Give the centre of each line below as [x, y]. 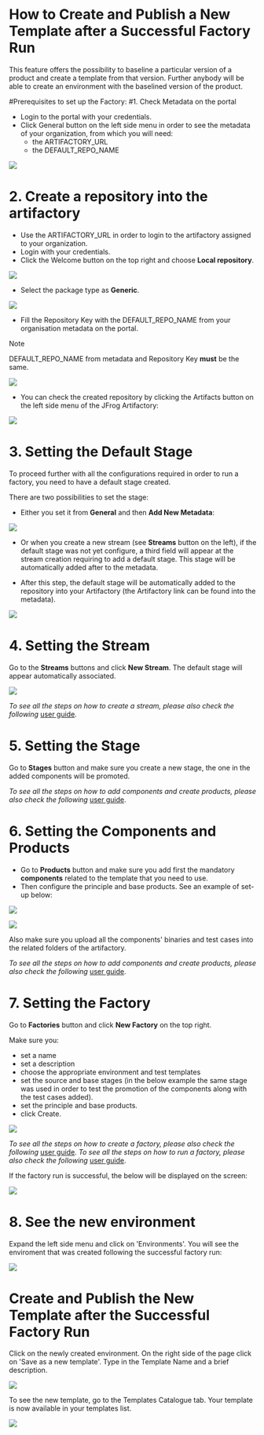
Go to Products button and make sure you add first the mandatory [127, 869]
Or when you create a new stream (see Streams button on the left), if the [138, 542]
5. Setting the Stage [75, 746]
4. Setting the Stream [79, 646]
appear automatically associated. [62, 675]
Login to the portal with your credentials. [86, 116]
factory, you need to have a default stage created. [90, 481]
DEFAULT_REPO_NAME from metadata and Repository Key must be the [124, 358]
